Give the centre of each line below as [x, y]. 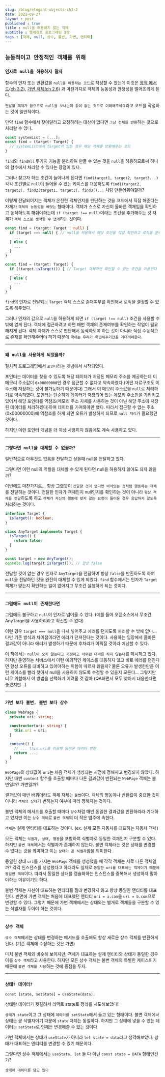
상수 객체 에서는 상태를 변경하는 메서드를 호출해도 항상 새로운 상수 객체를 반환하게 [82, 937]
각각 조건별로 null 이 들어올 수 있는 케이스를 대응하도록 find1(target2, [73, 184]
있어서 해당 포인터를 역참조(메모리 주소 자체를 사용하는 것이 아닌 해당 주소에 [77, 401]
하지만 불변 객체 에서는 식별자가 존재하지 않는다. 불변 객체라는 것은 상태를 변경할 [80, 844]
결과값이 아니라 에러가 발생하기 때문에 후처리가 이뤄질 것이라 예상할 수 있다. [77, 643]
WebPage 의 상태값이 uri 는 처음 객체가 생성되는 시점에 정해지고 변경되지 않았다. [80, 772]
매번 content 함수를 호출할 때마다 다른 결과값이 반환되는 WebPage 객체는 [82, 778]
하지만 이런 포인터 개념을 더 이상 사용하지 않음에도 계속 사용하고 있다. [71, 430]
